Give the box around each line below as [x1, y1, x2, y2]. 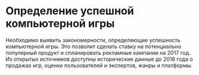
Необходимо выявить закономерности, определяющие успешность [5, 36, 181, 43]
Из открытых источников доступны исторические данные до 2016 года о [5, 55, 193, 62]
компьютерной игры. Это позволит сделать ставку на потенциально [5, 43, 182, 50]
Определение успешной [5, 4, 134, 18]
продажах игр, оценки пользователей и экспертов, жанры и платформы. [5, 61, 193, 69]
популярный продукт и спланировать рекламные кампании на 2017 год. [5, 49, 191, 56]
